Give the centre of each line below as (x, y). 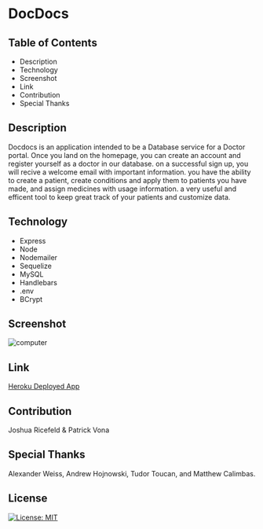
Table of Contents (53, 43)
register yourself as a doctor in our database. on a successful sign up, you (128, 163)
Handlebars (38, 282)
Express (33, 241)
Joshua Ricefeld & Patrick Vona (59, 430)
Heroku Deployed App (44, 387)
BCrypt (31, 299)
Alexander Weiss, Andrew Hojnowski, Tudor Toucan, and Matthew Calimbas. (132, 473)
